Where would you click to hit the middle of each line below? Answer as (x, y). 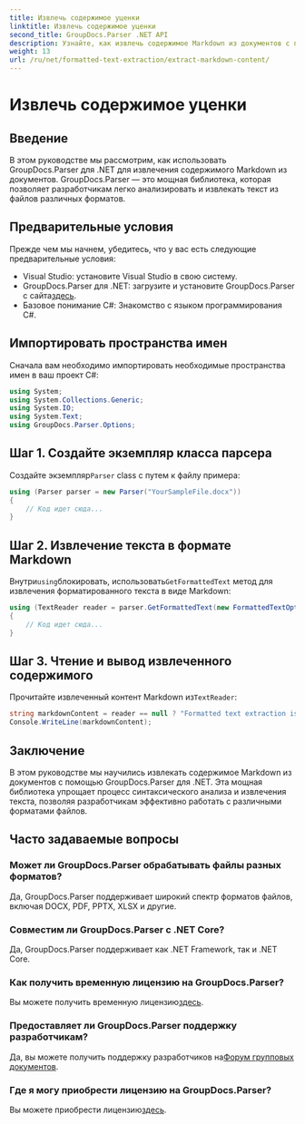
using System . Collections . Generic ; (77, 400)
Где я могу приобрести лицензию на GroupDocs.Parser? (141, 1090)
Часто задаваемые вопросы (94, 840)
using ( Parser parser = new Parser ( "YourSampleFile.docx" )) (126, 492)
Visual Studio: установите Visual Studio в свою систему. (130, 276)
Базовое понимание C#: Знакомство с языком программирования (152, 305)
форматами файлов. (49, 811)
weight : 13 (30, 52)
